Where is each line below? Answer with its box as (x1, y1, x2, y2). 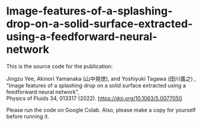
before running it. (6, 113, 49, 120)
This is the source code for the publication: (6, 62, 113, 70)
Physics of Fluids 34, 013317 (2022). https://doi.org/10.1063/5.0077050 (6, 95, 183, 102)
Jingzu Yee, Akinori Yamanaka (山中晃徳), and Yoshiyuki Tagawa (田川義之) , (6, 75, 196, 82)
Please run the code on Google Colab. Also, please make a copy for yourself (6, 106, 196, 113)
